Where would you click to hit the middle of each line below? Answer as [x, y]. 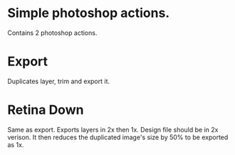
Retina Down [46, 110]
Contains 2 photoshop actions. [52, 33]
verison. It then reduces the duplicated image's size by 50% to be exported [118, 137]
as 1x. [16, 144]
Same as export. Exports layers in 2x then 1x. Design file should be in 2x [113, 129]
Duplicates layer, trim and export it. [59, 81]
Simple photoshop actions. [89, 13]
